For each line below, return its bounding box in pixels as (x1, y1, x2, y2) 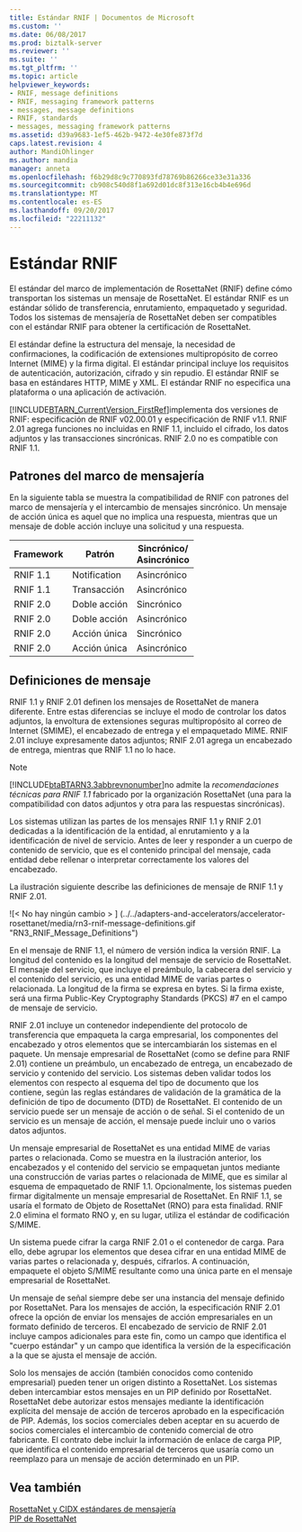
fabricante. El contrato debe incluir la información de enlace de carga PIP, (9, 1435, 282, 1445)
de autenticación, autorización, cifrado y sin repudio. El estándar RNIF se (9, 367, 280, 378)
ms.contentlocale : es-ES (9, 197, 102, 207)
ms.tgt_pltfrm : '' (9, 64, 78, 73)
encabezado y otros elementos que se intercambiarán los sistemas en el (9, 1039, 278, 1050)
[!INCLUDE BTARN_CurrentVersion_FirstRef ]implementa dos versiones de (9, 404, 279, 415)
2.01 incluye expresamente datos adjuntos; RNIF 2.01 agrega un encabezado (9, 735, 293, 746)
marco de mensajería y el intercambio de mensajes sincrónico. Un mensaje (9, 502, 288, 513)
